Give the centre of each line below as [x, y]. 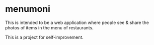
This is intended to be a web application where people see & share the [77, 22]
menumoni [28, 9]
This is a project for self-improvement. [44, 37]
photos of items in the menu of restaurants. [49, 27]
